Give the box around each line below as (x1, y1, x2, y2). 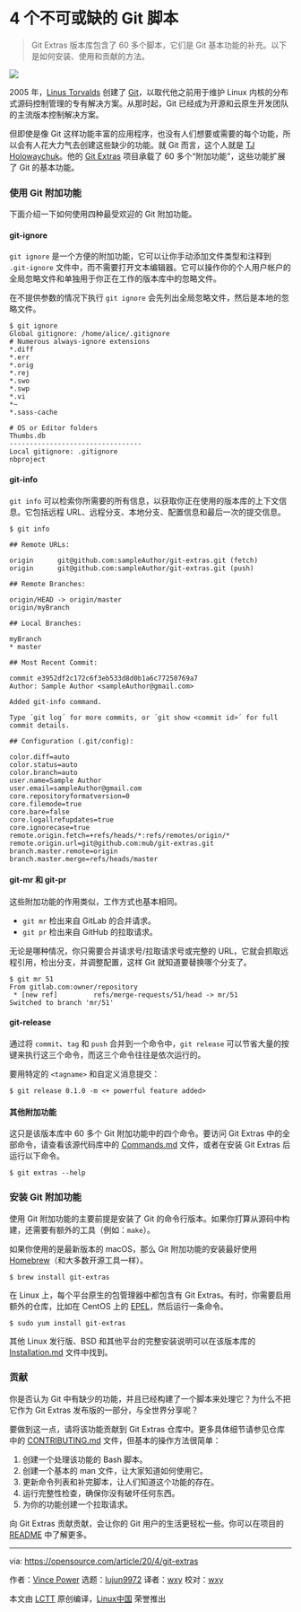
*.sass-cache (9, 408, 58, 418)
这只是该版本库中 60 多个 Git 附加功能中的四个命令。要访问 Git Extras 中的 (9, 1128, 283, 1139)
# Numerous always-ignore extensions (9, 338, 150, 347)
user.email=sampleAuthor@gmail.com (9, 783, 142, 793)
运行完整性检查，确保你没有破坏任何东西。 (21, 1487, 180, 1498)
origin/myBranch (9, 603, 70, 612)
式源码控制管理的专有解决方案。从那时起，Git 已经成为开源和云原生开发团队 (9, 98, 289, 109)
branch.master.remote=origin (9, 846, 118, 856)
